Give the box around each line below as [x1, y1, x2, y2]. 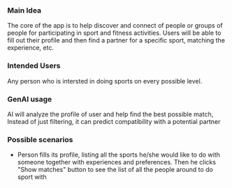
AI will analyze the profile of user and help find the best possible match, [7, 110, 214, 118]
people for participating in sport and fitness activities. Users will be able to [7, 29, 222, 37]
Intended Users [7, 61, 61, 71]
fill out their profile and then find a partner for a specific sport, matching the [7, 36, 226, 45]
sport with [17, 173, 47, 181]
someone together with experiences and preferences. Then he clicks [17, 158, 217, 166]
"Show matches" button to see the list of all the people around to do [17, 166, 213, 174]
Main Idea [7, 6, 42, 15]
